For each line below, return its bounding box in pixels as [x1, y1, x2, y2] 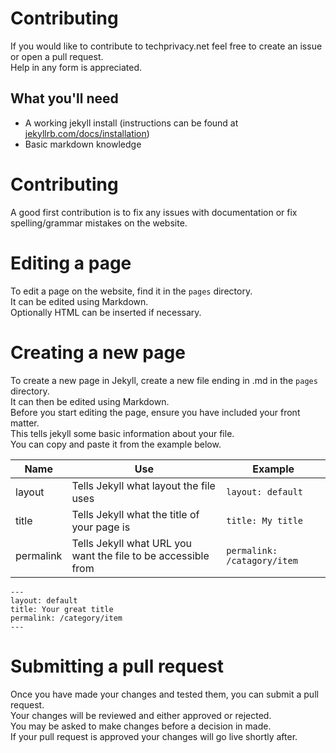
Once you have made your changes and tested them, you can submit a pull [10, 688, 319, 700]
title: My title [226, 515, 303, 526]
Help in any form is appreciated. [10, 61, 143, 73]
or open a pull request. [10, 50, 104, 62]
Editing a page [10, 252, 132, 274]
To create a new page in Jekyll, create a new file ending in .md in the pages [10, 374, 318, 386]
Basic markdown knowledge [24, 138, 142, 150]
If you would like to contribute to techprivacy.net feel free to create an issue [10, 40, 323, 52]
